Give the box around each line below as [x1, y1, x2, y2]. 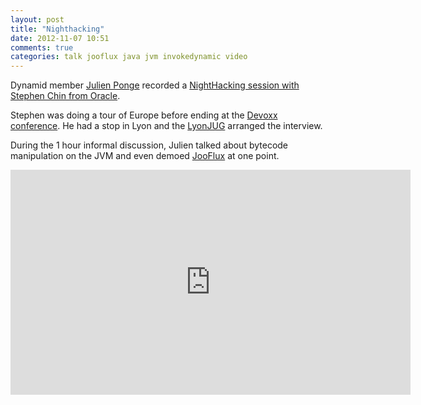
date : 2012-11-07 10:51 [10, 33, 110, 43]
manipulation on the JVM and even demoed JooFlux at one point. [10, 150, 280, 162]
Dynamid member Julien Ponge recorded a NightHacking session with [10, 79, 300, 91]
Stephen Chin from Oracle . [10, 90, 121, 102]
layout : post [10, 14, 65, 25]
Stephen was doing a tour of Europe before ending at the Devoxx [10, 109, 278, 121]
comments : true [10, 42, 74, 53]
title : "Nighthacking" [10, 24, 105, 34]
